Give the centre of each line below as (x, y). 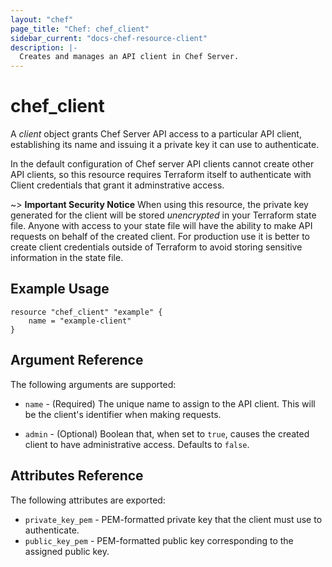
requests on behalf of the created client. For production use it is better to (160, 237)
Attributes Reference (77, 476)
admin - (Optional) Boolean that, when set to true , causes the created (167, 433)
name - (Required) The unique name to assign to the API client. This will (170, 403)
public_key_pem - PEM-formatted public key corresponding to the (159, 540)
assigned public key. (67, 551)
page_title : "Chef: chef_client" (80, 29)
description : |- (44, 47)
